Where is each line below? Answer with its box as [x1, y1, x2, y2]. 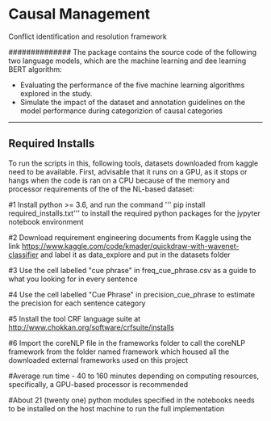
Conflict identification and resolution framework [8, 32, 168, 41]
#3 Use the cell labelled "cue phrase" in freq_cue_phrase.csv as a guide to [8, 265, 256, 275]
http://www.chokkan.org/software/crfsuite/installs [8, 322, 175, 332]
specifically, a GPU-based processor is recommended [8, 379, 188, 389]
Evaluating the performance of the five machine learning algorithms [19, 80, 245, 90]
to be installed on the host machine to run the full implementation [8, 403, 225, 413]
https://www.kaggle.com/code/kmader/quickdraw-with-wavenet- [21, 241, 240, 250]
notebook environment [8, 217, 84, 226]
